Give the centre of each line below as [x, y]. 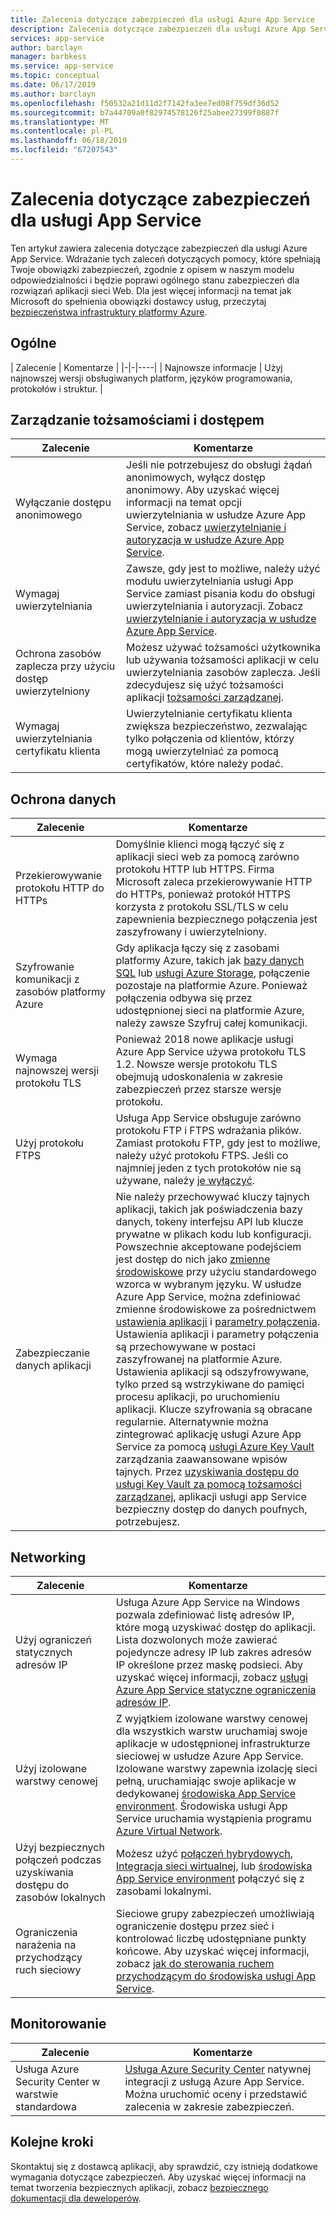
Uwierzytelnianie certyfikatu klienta [209, 714]
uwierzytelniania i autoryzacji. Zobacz [215, 606]
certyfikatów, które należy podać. [205, 764]
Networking [48, 1557]
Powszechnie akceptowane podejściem [208, 1247]
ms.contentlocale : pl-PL [62, 131]
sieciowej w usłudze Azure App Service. [209, 1756]
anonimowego [49, 515]
